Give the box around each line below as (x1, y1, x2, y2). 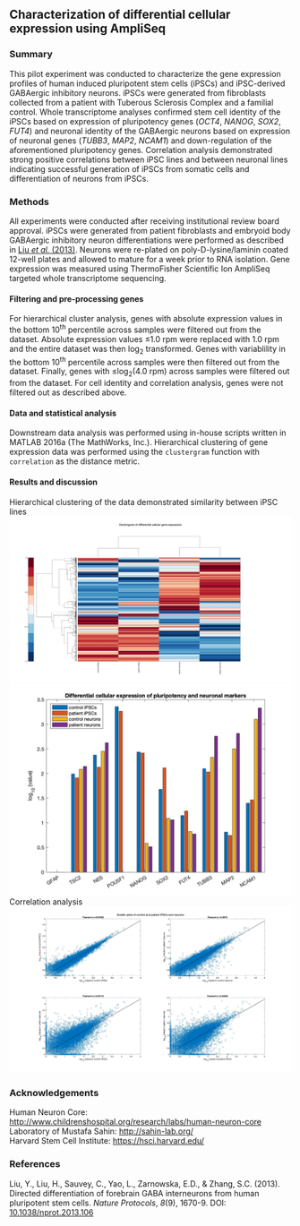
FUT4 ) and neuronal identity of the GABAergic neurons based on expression (9, 125, 291, 136)
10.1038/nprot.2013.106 (9, 1206, 94, 1217)
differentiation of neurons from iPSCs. (9, 173, 150, 184)
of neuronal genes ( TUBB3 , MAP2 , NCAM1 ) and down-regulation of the (9, 134, 272, 146)
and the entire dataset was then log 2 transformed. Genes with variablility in (9, 343, 287, 356)
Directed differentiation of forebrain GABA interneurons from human (9, 1187, 260, 1198)
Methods (9, 195, 49, 208)
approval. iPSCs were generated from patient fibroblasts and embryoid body (9, 225, 291, 236)
